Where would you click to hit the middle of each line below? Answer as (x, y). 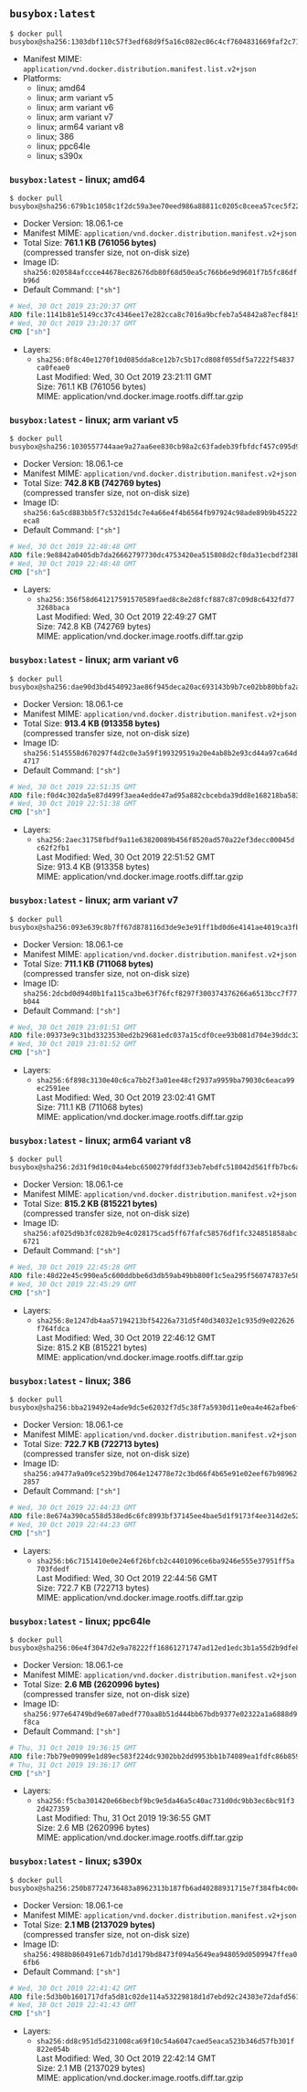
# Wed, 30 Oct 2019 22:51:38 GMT (73, 804)
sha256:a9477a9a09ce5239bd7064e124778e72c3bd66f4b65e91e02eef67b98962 (160, 1474)
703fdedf (53, 1569)
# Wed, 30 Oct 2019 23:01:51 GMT (73, 1027)
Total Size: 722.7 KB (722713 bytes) (91, 1444)
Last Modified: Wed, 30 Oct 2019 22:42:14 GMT (126, 2058)
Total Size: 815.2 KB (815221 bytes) (90, 1204)
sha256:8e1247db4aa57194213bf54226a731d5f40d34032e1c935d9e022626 (165, 1321)
